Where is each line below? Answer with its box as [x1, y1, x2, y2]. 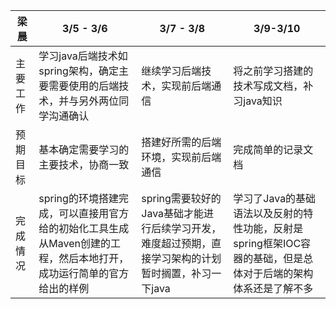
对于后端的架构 [243, 267, 314, 280]
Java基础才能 [141, 207, 205, 220]
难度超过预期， [141, 237, 212, 250]
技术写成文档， [233, 79, 304, 93]
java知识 [243, 94, 283, 108]
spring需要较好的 [141, 192, 222, 205]
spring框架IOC [233, 237, 302, 250]
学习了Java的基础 [233, 192, 317, 205]
